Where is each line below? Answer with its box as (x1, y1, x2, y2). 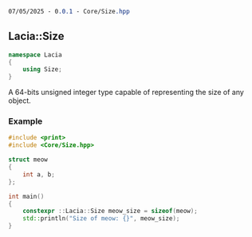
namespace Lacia (8, 50, 62, 59)
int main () (8, 192, 45, 200)
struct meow (8, 156, 48, 164)
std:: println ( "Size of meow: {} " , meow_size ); (22, 215, 180, 223)
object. (8, 96, 32, 105)
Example (8, 116, 43, 127)
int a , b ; (22, 170, 56, 179)
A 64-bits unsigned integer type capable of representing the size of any (8, 88, 245, 97)
